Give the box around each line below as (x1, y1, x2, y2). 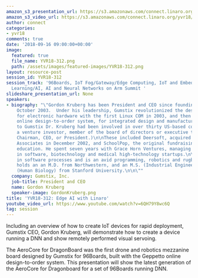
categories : (6, 25, 35, 31)
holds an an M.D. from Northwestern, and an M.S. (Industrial (16, 162, 173, 168)
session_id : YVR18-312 (6, 74, 62, 80)
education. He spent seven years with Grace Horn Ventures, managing (16, 146, 192, 152)
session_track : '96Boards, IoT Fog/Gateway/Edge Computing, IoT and (6, 80, 178, 86)
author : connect (6, 19, 46, 25)
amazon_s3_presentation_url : (6, 8, 78, 15)
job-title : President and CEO (11, 179, 85, 185)
